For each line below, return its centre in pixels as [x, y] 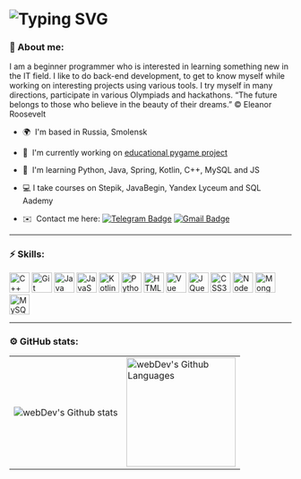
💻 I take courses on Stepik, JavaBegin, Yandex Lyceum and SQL [142, 188]
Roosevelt [28, 114]
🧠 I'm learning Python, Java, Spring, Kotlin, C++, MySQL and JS [141, 170]
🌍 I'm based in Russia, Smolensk [85, 132]
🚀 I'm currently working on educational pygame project [125, 153]
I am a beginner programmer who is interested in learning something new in [149, 66]
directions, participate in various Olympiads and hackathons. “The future [143, 95]
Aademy [38, 201]
